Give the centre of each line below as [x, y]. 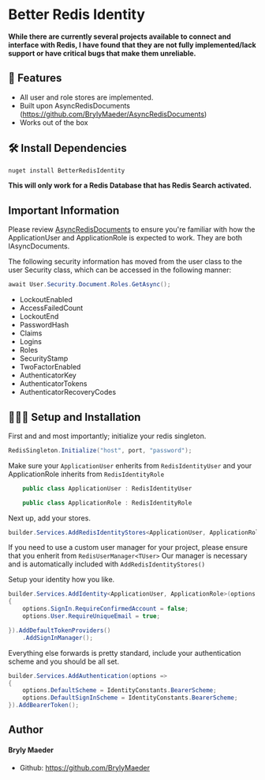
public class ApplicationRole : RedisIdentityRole [107, 503]
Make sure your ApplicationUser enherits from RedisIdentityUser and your [130, 465]
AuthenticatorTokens [53, 384]
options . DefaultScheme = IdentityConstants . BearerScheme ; [119, 691]
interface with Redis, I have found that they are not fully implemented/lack [132, 44]
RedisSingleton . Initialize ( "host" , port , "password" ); [100, 450]
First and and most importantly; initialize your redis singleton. [107, 436]
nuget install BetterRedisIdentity [67, 170]
